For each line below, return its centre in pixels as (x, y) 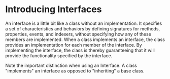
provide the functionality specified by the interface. (59, 55)
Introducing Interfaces (54, 9)
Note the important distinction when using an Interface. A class (71, 65)
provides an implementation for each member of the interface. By (74, 45)
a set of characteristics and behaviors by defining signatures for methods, (83, 28)
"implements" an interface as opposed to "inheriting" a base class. (75, 71)
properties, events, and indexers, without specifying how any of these (78, 34)
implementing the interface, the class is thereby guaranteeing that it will (80, 50)
